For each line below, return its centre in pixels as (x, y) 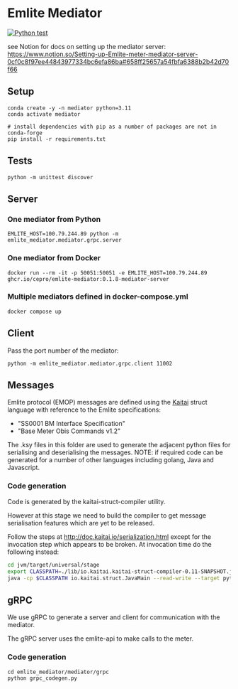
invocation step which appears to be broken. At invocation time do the (110, 544)
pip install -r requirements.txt (57, 139)
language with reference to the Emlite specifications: (84, 410)
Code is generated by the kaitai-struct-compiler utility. (86, 501)
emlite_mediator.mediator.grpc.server (64, 240)
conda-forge (25, 133)
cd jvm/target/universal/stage (53, 565)
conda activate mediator (44, 114)
